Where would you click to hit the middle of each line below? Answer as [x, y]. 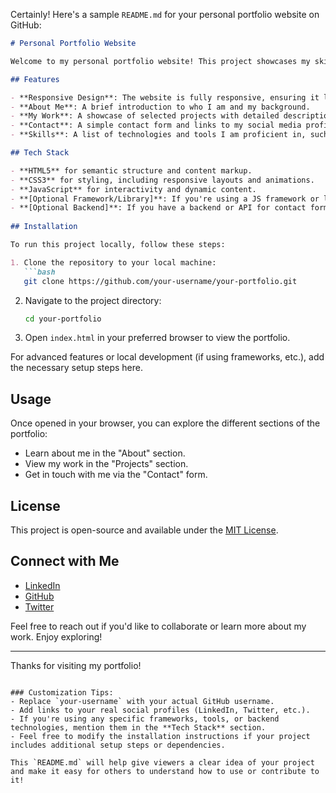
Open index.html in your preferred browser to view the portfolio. [157, 338]
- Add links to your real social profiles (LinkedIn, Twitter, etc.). [160, 710]
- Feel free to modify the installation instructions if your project [160, 736]
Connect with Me [65, 561]
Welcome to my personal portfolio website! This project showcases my [160, 61]
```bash [39, 272]
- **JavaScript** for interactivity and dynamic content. [133, 189]
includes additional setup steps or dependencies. [118, 745]
